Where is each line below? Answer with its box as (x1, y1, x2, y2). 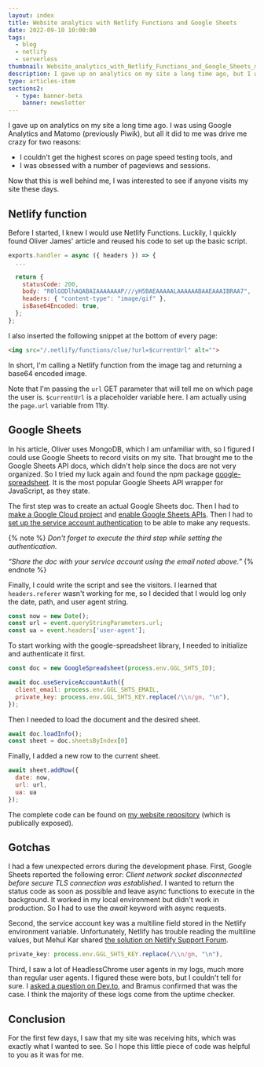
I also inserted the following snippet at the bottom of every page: (8, 331, 218, 340)
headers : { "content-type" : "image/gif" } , (22, 295, 167, 303)
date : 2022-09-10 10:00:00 (8, 26, 97, 34)
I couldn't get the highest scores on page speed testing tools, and (19, 152, 233, 162)
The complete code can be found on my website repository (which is (8, 809, 231, 819)
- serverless (15, 56, 58, 64)
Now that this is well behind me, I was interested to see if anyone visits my (8, 176, 249, 185)
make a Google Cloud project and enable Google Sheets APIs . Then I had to (8, 510, 253, 519)
